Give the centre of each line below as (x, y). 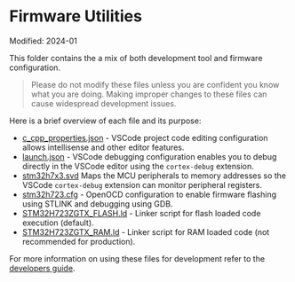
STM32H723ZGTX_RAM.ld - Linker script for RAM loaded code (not (146, 231)
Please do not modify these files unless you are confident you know (155, 84)
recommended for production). (79, 241)
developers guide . (42, 268)
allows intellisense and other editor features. (103, 147)
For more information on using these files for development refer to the (137, 258)
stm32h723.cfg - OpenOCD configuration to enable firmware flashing (149, 194)
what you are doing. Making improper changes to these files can (149, 94)
